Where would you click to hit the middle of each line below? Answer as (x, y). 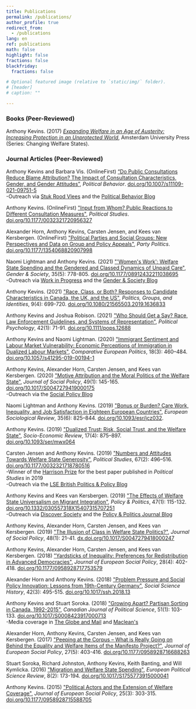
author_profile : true (32, 22)
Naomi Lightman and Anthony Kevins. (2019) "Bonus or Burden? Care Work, (97, 405)
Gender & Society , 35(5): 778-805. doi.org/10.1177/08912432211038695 (92, 274)
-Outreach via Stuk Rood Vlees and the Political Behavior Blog (81, 196)
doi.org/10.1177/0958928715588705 (49, 700)
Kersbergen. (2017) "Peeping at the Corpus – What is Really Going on (90, 640)
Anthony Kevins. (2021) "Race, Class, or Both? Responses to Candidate (92, 292)
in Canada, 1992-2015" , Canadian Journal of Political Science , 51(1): (88, 609)
